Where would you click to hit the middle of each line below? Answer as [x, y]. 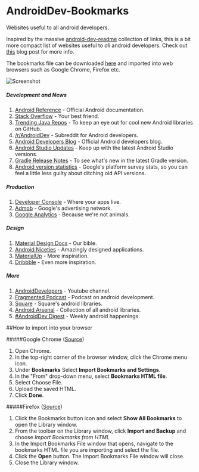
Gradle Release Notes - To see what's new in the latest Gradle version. [102, 160]
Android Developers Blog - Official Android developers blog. [88, 141]
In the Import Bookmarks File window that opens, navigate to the [94, 443]
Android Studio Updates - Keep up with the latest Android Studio [94, 148]
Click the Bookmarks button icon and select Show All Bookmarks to [98, 418]
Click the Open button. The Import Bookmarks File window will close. [99, 456]
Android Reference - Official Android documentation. [80, 110]
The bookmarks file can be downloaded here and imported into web [90, 63]
